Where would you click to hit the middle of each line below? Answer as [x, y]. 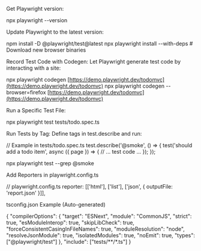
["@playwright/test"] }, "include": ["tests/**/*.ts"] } [69, 242]
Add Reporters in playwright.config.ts [52, 175]
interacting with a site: [34, 68]
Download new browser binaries [46, 50]
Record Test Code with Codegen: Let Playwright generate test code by [94, 62]
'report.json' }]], [26, 193]
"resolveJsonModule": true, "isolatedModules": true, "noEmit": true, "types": [100, 235]
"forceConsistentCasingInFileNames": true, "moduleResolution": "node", [95, 229]
